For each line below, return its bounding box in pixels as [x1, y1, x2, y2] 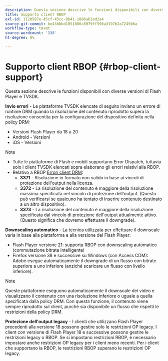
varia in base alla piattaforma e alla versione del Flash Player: [5, 232, 131, 238]
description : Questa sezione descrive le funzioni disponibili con [5, 7, 149, 12]
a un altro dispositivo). [19, 201, 66, 207]
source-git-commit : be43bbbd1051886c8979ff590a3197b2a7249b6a [5, 21, 137, 26]
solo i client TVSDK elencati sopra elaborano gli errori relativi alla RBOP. [12, 164, 160, 170]
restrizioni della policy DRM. [5, 309, 63, 315]
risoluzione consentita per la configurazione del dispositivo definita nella [5, 113, 154, 120]
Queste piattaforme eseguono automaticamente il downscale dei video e [5, 288, 155, 294]
